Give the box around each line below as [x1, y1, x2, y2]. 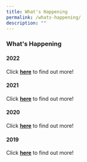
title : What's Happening [6, 8, 68, 15]
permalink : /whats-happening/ [6, 14, 82, 20]
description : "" [6, 20, 46, 26]
